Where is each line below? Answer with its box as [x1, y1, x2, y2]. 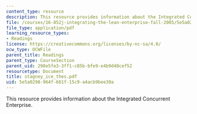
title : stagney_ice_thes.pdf [6, 74, 77, 80]
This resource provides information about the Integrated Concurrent [6, 95, 171, 102]
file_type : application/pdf [6, 25, 75, 31]
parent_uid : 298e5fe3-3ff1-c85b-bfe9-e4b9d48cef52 [6, 63, 133, 69]
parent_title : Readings [6, 52, 64, 58]
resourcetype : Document [6, 68, 64, 74]
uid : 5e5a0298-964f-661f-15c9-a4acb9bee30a [6, 80, 114, 85]
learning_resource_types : [6, 30, 69, 36]
